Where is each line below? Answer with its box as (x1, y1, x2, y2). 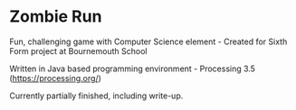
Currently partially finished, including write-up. (9, 90, 184, 101)
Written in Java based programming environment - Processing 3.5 (9, 63, 256, 74)
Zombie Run (9, 6, 102, 27)
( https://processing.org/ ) (9, 72, 102, 83)
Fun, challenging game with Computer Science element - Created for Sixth (9, 36, 288, 47)
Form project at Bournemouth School (9, 45, 148, 56)
